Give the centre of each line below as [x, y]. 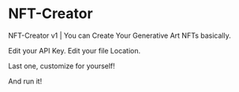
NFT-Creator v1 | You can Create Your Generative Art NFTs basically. [119, 35]
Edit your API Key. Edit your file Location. [75, 50]
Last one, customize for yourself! [62, 66]
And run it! [25, 81]
